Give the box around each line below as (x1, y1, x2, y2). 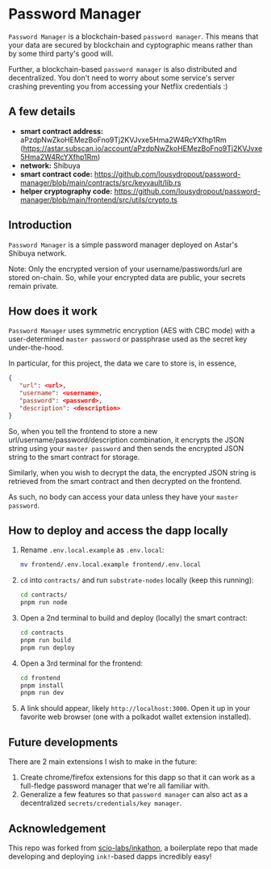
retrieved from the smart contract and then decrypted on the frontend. (8, 476, 242, 486)
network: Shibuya (19, 161, 81, 170)
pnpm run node (19, 599, 68, 607)
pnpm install (19, 681, 65, 690)
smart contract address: (19, 126, 103, 136)
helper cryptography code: (19, 186, 113, 196)
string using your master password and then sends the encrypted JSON (8, 443, 244, 453)
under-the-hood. (8, 343, 65, 353)
